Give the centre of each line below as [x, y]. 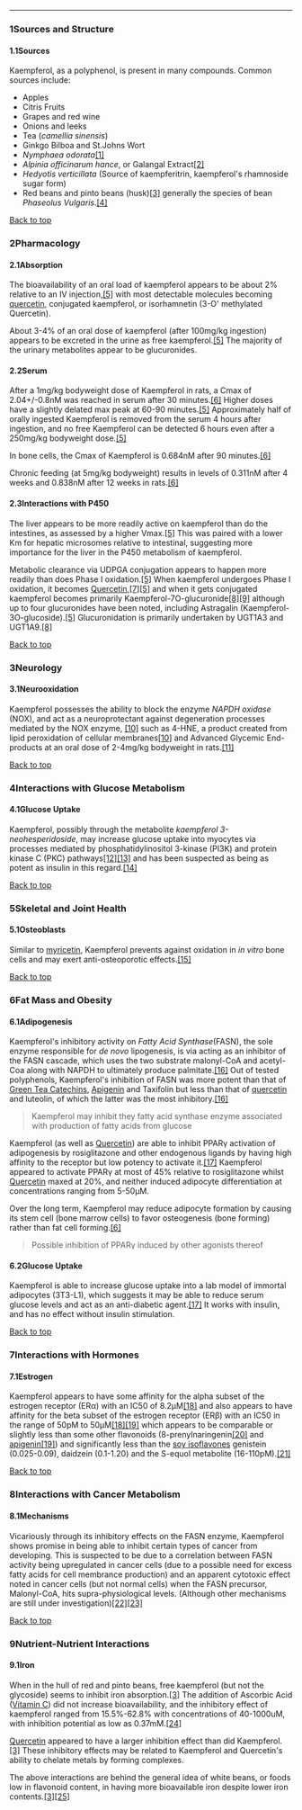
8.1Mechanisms [39, 1516]
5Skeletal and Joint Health [68, 908]
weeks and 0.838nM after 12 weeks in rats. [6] [94, 483]
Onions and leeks [54, 126]
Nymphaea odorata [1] [63, 155]
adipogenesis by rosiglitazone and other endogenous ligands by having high [151, 1153]
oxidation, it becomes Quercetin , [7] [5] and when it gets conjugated [133, 588]
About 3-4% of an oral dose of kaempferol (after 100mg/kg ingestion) [138, 331]
